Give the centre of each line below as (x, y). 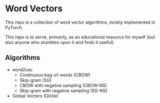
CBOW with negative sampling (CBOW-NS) (63, 85)
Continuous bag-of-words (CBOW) (55, 75)
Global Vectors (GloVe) (35, 96)
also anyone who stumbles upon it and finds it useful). (60, 42)
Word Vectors (34, 9)
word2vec (22, 69)
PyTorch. (14, 27)
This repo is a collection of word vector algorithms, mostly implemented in (80, 22)
